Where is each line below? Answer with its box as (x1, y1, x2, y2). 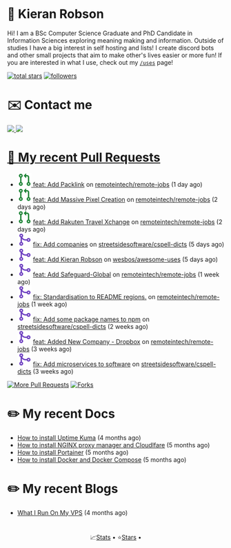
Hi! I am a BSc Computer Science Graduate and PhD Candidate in (7, 29, 193, 37)
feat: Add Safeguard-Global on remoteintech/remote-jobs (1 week (32, 270, 219, 278)
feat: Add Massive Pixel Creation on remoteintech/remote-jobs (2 (32, 195, 219, 203)
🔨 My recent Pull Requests (7, 150, 161, 165)
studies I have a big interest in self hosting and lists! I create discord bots (7, 43, 214, 52)
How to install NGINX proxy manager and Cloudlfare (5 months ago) (17, 440, 210, 449)
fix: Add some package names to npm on (32, 315, 150, 323)
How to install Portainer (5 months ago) (17, 448, 129, 456)
